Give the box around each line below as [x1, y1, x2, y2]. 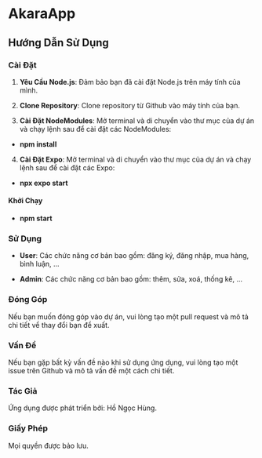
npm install [19, 139, 57, 149]
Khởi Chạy [8, 196, 43, 205]
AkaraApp [8, 5, 76, 23]
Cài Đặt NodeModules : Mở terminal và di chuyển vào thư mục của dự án [19, 115, 255, 125]
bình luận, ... [19, 260, 60, 269]
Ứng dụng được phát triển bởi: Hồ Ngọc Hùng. [8, 403, 157, 413]
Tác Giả [8, 385, 38, 396]
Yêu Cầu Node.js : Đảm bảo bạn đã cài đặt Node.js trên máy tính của [19, 77, 241, 86]
